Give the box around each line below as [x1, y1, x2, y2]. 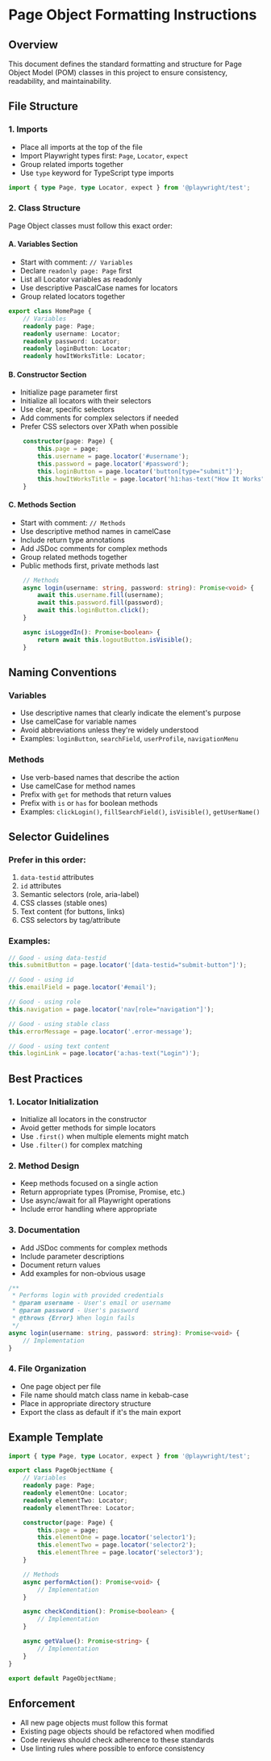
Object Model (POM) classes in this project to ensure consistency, [8, 68, 228, 77]
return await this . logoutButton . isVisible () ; [37, 636, 194, 644]
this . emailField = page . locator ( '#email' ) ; [8, 983, 157, 991]
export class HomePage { [8, 307, 92, 315]
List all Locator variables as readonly [19, 274, 143, 284]
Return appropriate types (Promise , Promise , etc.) [19, 1187, 186, 1197]
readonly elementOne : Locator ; [23, 1489, 128, 1497]
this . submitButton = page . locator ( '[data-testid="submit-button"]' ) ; [8, 962, 248, 970]
